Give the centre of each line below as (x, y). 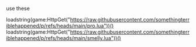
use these (18, 8)
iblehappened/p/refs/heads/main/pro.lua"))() (60, 26)
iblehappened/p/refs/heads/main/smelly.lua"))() (63, 38)
